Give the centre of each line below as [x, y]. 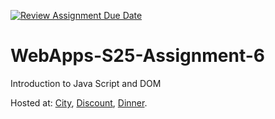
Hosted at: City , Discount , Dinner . [79, 102]
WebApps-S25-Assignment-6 [137, 56]
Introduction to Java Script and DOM [86, 83]
